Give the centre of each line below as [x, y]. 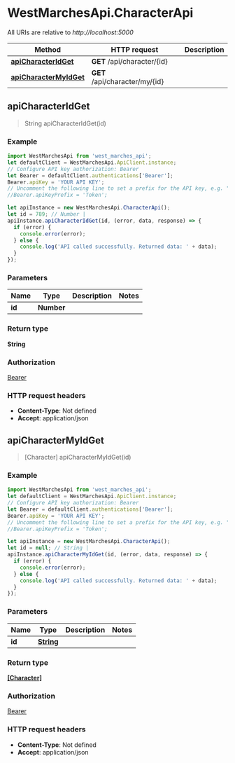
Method [48, 49]
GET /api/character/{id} [129, 61]
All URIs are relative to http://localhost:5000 [71, 32]
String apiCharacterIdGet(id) [65, 123]
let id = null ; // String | [48, 548]
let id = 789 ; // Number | [47, 214]
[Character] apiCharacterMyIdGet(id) [78, 458]
